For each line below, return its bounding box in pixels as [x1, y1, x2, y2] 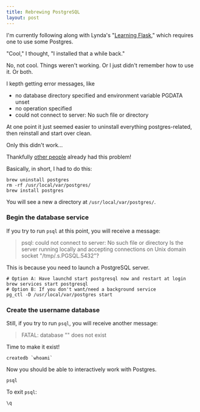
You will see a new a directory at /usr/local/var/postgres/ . [6, 198, 156, 205]
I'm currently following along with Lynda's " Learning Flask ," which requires [6, 31, 193, 38]
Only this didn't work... [6, 141, 63, 148]
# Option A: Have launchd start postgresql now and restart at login [6, 275, 187, 281]
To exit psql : [6, 388, 38, 396]
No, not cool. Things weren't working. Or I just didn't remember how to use [6, 62, 194, 69]
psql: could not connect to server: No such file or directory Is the [21, 239, 184, 246]
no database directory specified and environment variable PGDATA [15, 92, 183, 99]
